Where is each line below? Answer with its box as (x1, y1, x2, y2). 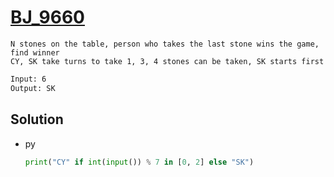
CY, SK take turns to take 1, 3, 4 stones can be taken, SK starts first (10, 56, 325, 66)
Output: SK (10, 83, 56, 93)
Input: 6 (10, 74, 47, 84)
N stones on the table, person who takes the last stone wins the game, (10, 39, 320, 49)
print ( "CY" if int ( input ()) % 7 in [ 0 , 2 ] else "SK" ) (24, 157, 255, 167)
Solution (10, 111, 64, 128)
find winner (10, 47, 60, 58)
